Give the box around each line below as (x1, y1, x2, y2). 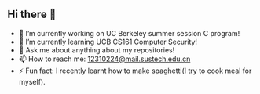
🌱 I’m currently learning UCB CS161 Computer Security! (18, 37, 198, 46)
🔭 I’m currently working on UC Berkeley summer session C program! (18, 28, 240, 38)
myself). (18, 77, 46, 86)
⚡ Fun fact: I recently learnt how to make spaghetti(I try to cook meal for (18, 66, 252, 75)
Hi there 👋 (7, 8, 57, 21)
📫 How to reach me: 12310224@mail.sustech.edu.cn (18, 54, 191, 63)
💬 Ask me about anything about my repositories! (18, 45, 175, 55)
